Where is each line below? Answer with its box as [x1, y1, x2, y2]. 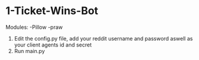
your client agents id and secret [14, 41, 92, 48]
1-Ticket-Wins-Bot [5, 4, 99, 18]
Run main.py [14, 47, 45, 54]
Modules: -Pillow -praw [5, 24, 63, 31]
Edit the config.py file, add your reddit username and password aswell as [14, 35, 193, 42]
